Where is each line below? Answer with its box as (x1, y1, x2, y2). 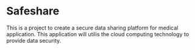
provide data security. (6, 37, 62, 44)
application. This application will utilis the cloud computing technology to (6, 30, 190, 37)
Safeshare (6, 4, 60, 18)
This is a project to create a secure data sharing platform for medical (6, 24, 179, 31)
